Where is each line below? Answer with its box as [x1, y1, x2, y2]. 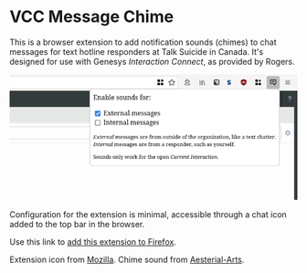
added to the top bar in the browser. [9, 219, 145, 230]
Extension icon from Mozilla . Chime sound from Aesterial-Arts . [9, 254, 245, 266]
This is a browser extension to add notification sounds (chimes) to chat [9, 37, 277, 47]
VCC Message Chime [9, 6, 175, 27]
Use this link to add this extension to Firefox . [9, 236, 176, 247]
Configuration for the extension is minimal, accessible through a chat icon [9, 209, 288, 220]
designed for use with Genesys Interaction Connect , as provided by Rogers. [9, 56, 295, 67]
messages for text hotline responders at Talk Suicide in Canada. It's [9, 46, 264, 57]
